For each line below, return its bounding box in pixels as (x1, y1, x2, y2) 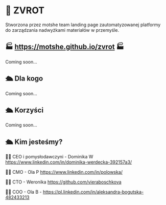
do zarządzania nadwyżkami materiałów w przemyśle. (5, 27, 120, 33)
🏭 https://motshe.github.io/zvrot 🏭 (5, 43, 124, 51)
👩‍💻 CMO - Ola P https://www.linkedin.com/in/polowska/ (5, 169, 123, 175)
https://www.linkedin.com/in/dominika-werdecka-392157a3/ (5, 159, 132, 166)
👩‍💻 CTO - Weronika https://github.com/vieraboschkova (5, 179, 122, 185)
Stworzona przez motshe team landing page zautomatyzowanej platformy (5, 22, 161, 28)
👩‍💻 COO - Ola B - (5, 189, 42, 195)
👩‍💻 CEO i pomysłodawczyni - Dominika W (5, 154, 93, 160)
